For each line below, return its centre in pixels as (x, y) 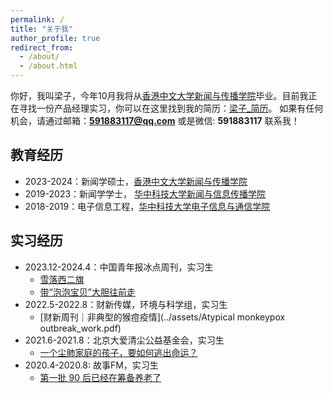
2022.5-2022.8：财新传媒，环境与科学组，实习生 (126, 304)
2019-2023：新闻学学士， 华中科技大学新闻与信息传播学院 (145, 193)
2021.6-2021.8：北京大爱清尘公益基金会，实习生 (124, 340)
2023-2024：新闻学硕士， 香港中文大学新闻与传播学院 (136, 181)
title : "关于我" (42, 29)
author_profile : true (55, 38)
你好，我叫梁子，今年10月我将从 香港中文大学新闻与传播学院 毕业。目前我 (159, 95)
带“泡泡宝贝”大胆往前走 (87, 292)
